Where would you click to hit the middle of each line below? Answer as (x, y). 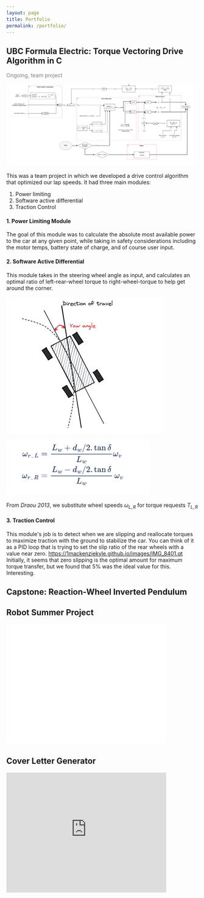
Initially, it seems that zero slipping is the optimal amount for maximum (94, 560)
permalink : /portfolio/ (37, 26)
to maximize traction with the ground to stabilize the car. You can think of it (100, 540)
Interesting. (21, 573)
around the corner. (30, 288)
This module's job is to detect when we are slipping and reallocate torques (100, 534)
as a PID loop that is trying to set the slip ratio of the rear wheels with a (95, 547)
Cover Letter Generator (51, 761)
